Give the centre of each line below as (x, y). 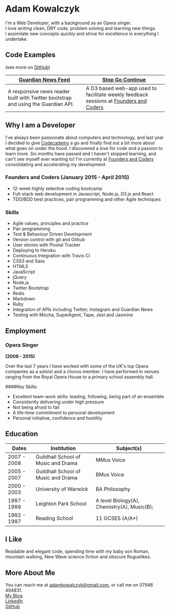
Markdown (24, 299)
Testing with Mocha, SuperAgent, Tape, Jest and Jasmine (73, 315)
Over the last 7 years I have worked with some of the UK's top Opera (77, 366)
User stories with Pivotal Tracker (47, 245)
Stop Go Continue (124, 80)
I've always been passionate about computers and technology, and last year (85, 137)
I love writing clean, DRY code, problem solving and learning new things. (81, 28)
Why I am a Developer (40, 125)
